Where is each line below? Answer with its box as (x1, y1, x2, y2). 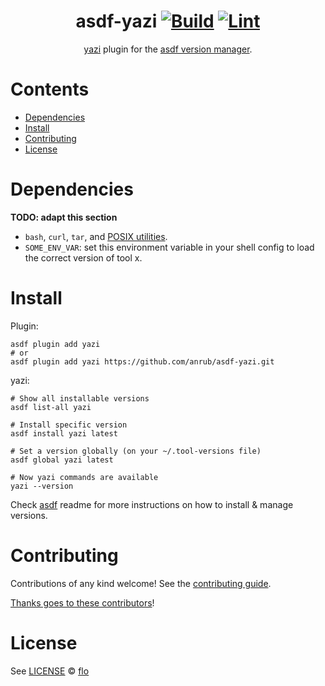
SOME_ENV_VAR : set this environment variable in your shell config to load (24, 241, 315, 253)
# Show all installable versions (10, 393, 150, 404)
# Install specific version (10, 420, 128, 430)
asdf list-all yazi (10, 402, 92, 412)
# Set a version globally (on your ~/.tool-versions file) (10, 446, 262, 456)
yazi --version (10, 481, 74, 491)
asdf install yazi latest (10, 428, 118, 439)
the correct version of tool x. (24, 251, 143, 264)
